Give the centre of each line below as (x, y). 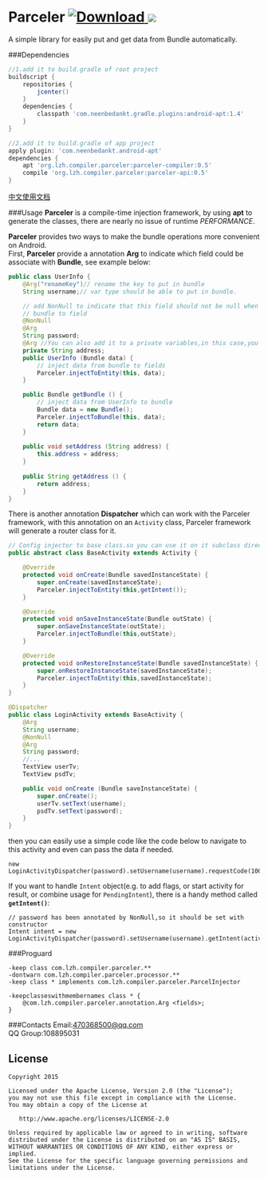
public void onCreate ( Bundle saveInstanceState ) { (110, 788)
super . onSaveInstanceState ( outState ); (101, 627)
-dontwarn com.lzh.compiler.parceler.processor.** (94, 975)
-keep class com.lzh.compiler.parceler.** (80, 968)
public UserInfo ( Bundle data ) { (78, 358)
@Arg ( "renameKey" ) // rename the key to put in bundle (114, 284)
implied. (23, 1154)
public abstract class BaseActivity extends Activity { (103, 553)
